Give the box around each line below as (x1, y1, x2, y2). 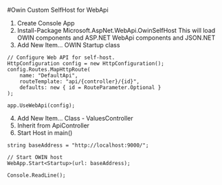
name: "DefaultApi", (19, 72, 78, 79)
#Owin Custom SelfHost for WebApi (7, 6, 109, 14)
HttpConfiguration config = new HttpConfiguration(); (7, 60, 165, 67)
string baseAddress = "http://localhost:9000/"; (7, 142, 149, 149)
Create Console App (16, 19, 75, 27)
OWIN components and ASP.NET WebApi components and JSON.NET (16, 34, 216, 42)
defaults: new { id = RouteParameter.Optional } (19, 84, 162, 91)
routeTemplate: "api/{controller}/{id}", (19, 78, 140, 85)
